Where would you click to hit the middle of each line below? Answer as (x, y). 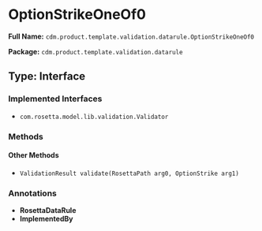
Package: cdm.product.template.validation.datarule (95, 51)
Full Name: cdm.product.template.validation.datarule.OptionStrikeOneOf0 (131, 36)
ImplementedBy (46, 219)
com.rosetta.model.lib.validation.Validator (94, 117)
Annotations (32, 193)
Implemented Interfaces (55, 99)
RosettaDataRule (48, 211)
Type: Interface (47, 76)
